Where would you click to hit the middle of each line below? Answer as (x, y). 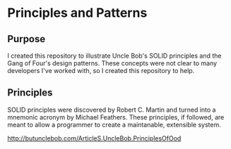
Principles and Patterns (77, 13)
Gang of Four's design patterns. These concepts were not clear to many (112, 63)
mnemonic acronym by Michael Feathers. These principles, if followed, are (116, 117)
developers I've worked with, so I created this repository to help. (101, 71)
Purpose (26, 39)
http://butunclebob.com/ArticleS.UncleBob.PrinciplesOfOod (94, 138)
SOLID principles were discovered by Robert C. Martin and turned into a (112, 110)
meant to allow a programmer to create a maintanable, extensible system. (114, 124)
